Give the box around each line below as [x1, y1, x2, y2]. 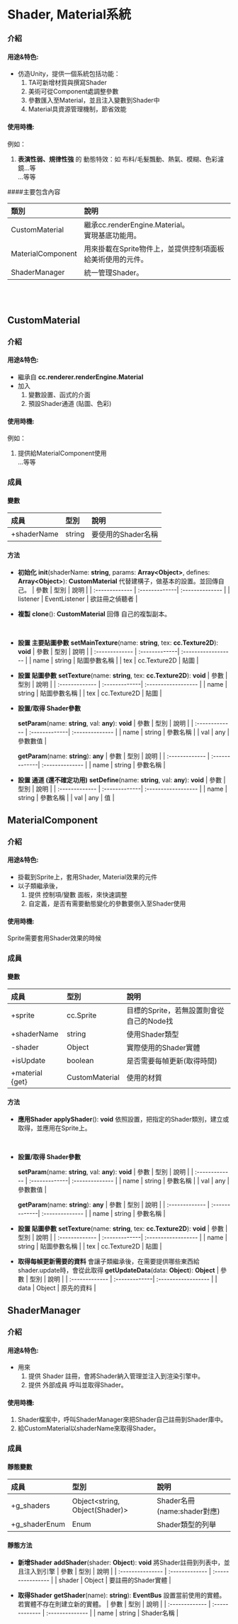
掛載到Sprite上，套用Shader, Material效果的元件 [17, 873, 158, 881]
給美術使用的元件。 [84, 254, 148, 264]
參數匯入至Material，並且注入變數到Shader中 [28, 96, 160, 105]
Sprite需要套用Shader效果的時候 [7, 934, 102, 942]
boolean [67, 1056, 94, 1066]
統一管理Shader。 [84, 267, 144, 277]
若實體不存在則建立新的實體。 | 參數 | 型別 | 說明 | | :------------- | [17, 1599, 211, 1608]
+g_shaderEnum [11, 1519, 66, 1529]
